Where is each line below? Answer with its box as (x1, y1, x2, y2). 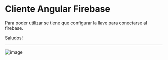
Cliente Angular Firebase (5, 3, 111, 15)
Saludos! (5, 35, 23, 41)
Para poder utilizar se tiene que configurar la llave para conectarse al (5, 20, 147, 26)
